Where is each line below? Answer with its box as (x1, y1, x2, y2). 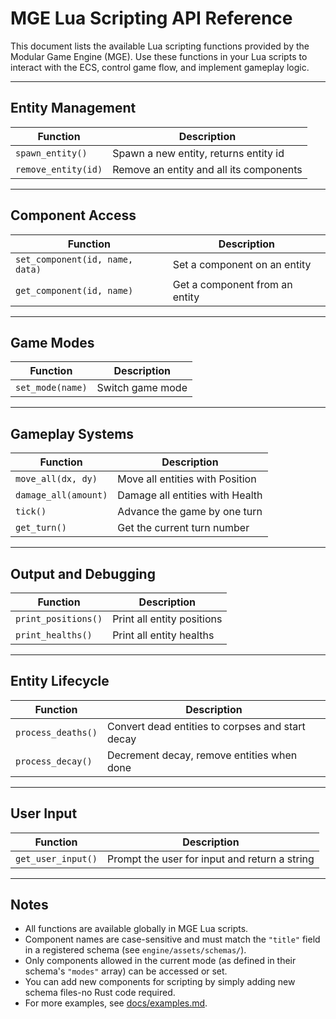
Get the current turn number (117, 521, 250, 535)
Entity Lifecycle (10, 673, 110, 690)
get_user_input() (15, 853, 98, 864)
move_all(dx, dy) (15, 473, 98, 485)
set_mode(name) (15, 382, 88, 394)
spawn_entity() (15, 147, 88, 159)
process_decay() (15, 755, 93, 767)
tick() (15, 506, 47, 517)
